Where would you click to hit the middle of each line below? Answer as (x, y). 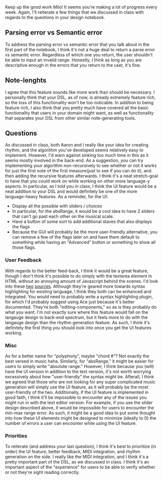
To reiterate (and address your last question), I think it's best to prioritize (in (81, 446)
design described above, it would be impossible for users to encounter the (80, 408)
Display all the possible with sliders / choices (57, 206)
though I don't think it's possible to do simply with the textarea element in (79, 276)
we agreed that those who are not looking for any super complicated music (80, 382)
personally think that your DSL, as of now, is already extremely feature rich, (80, 97)
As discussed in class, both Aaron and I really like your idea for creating (77, 145)
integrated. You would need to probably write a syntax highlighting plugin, (79, 296)
